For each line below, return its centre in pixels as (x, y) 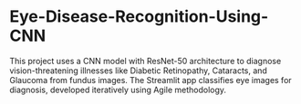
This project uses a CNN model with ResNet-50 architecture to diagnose (145, 61)
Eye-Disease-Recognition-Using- (139, 17)
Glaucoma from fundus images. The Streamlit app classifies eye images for (150, 80)
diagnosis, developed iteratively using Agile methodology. (118, 90)
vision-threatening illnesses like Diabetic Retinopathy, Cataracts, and (138, 71)
